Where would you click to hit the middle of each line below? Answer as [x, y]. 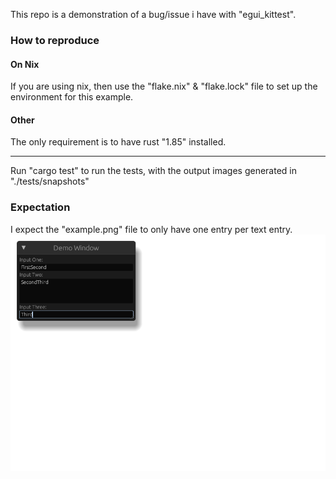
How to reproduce [55, 40]
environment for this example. [72, 97]
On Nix [25, 64]
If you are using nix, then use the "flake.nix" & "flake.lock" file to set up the [164, 86]
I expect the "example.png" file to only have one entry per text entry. [151, 229]
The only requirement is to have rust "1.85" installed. [118, 142]
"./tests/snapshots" [50, 181]
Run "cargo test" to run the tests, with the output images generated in [153, 171]
